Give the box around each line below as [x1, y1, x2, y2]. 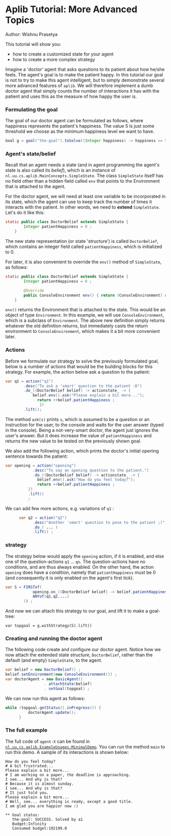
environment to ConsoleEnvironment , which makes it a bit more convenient [5, 328, 160, 335]
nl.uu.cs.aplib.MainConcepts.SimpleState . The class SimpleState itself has [5, 173, 164, 179]
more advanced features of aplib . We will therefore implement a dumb [5, 82, 154, 89]
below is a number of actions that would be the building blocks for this [5, 363, 153, 370]
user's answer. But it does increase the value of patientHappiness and [5, 432, 152, 438]
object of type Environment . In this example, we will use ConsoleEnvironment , [5, 312, 164, 318]
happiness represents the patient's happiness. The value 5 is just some [5, 123, 154, 129]
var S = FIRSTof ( [5, 584, 42, 590]
